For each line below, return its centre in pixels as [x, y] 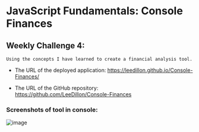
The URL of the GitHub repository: [56, 88]
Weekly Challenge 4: [45, 45]
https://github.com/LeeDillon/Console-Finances [73, 94]
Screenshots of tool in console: [52, 109]
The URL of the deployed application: [60, 70]
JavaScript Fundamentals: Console [94, 11]
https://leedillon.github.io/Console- [150, 70]
